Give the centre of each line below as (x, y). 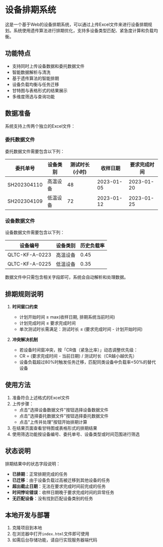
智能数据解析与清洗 (31, 72)
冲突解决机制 (25, 340)
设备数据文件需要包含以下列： (35, 232)
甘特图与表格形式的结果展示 (40, 90)
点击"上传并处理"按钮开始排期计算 (53, 422)
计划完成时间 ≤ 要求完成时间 (48, 323)
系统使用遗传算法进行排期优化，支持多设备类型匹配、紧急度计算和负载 (83, 30)
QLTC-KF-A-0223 (30, 255)
